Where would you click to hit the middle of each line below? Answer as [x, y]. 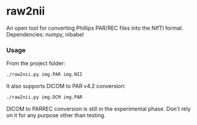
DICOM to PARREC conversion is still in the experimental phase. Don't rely [98, 109]
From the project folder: [36, 63]
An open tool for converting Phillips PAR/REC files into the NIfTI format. [95, 28]
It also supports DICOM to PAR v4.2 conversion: [66, 86]
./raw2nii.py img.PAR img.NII [45, 75]
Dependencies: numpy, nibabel [45, 34]
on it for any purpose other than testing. [56, 115]
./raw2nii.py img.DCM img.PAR [45, 97]
